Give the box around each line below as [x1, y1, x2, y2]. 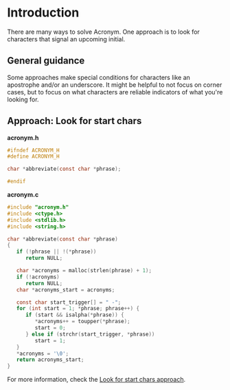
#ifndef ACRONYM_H [7, 147, 60, 154]
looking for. [7, 95, 39, 103]
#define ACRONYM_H [7, 153, 60, 160]
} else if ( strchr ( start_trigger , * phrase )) [25, 331, 155, 338]
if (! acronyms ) [16, 274, 60, 280]
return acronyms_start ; [16, 356, 84, 363]
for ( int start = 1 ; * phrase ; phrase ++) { [16, 305, 140, 312]
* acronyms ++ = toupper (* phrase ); [34, 318, 130, 325]
